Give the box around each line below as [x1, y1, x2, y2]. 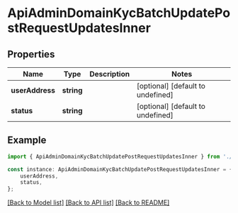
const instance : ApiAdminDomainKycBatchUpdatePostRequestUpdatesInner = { [7, 166, 233, 173]
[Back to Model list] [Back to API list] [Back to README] [7, 198, 170, 207]
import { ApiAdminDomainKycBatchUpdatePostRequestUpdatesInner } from [7, 153, 220, 160]
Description [89, 69, 130, 79]
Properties [7, 48, 55, 60]
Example [7, 134, 47, 146]
